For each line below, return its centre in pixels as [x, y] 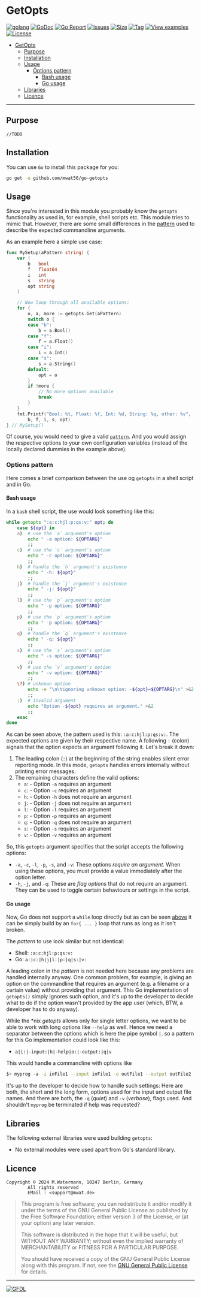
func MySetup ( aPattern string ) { [48, 253]
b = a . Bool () [54, 330]
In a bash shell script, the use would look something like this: [80, 511]
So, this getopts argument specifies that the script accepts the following [95, 847]
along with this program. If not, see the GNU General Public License [104, 1265]
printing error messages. [45, 771]
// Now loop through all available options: [73, 303]
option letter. [31, 877]
